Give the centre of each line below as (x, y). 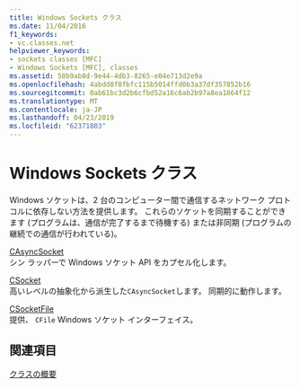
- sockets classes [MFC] (56, 59)
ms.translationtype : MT (54, 101)
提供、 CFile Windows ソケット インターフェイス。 (104, 319)
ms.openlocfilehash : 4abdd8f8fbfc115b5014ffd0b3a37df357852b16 (130, 84)
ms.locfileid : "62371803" (57, 127)
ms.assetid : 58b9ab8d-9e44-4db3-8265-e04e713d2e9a (106, 76)
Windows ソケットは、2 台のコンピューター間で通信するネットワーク (137, 199)
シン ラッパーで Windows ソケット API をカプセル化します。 (120, 262)
